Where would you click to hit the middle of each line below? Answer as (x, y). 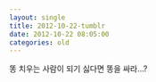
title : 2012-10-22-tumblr (57, 26)
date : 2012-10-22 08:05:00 (59, 34)
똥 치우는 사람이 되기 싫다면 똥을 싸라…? (78, 69)
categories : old (39, 42)
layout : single (37, 17)
